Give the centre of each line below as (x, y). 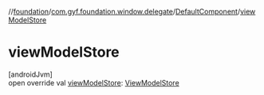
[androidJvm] (31, 74)
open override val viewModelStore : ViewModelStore (94, 82)
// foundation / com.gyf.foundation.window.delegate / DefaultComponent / (124, 12)
